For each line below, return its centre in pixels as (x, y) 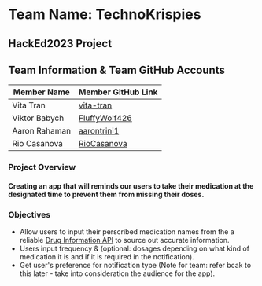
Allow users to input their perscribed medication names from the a (127, 232)
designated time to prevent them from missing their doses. (106, 194)
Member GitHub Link (118, 92)
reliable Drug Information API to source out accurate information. (124, 240)
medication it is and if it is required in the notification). (107, 257)
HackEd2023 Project (60, 44)
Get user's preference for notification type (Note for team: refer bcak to (135, 266)
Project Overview (42, 167)
